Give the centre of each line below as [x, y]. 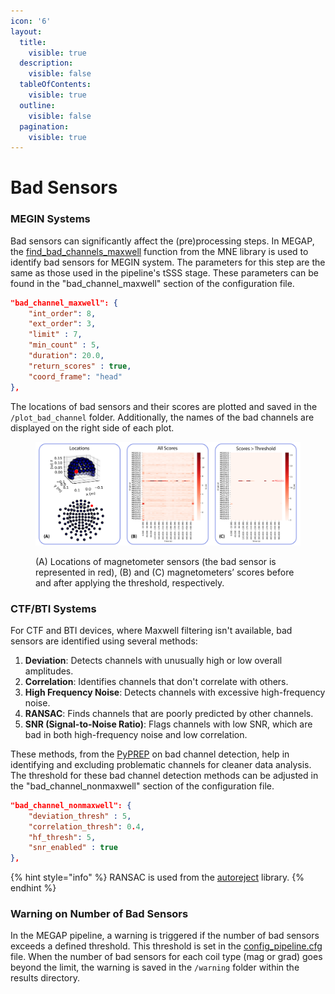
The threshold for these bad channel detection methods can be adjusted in [164, 775]
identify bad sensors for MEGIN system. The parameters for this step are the [168, 262]
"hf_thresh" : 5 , [62, 837]
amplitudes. [49, 671]
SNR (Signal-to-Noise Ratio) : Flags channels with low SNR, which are [168, 724]
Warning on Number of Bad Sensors [99, 914]
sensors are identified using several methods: [104, 641]
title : [33, 42]
